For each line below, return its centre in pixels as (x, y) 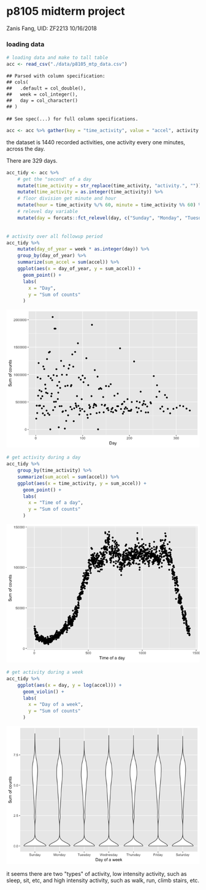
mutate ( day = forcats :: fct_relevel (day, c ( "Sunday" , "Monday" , (100, 218)
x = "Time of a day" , (56, 503)
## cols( (17, 82)
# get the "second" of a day (55, 179)
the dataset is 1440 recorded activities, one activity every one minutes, (96, 142)
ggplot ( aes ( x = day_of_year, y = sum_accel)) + (79, 269)
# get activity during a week (45, 672)
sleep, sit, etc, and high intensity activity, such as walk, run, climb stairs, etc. (103, 880)
